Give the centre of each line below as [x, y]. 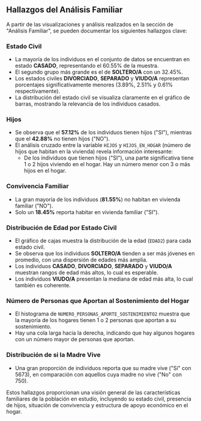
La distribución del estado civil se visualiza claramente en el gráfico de [102, 98]
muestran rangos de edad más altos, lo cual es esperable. [86, 273]
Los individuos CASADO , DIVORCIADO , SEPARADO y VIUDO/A [93, 266]
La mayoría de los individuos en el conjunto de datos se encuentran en [102, 59]
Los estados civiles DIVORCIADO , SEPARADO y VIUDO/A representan [102, 79]
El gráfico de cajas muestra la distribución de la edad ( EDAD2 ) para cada [103, 240]
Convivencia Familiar [37, 187]
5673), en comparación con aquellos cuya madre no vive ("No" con [98, 374]
